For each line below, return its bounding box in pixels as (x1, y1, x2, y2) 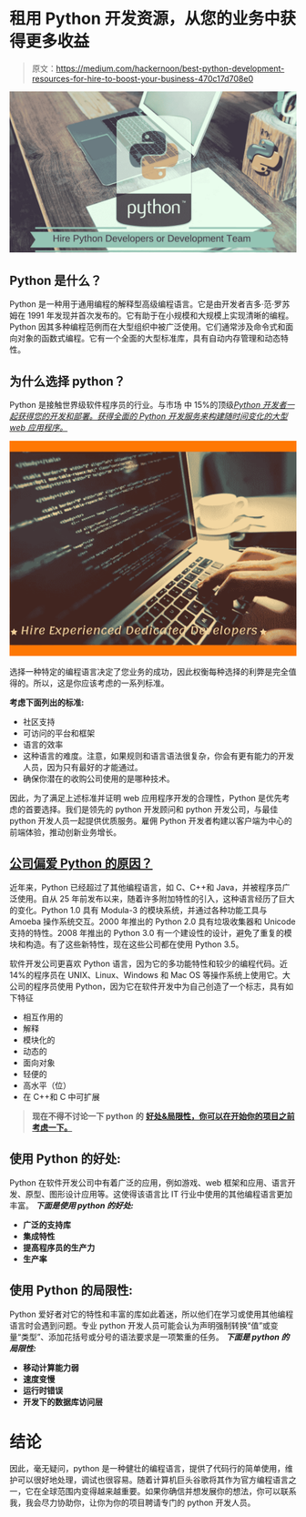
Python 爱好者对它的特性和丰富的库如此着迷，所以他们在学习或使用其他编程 (9, 1308, 294, 1319)
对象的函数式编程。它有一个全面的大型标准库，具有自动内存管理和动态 (16, 333, 280, 344)
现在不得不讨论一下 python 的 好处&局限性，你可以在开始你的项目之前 (31, 1110, 295, 1121)
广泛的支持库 (22, 1219, 71, 1230)
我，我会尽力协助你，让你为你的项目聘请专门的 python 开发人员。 (9, 1497, 256, 1508)
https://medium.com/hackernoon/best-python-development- (56, 63, 285, 74)
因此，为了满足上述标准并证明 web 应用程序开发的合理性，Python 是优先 (9, 793, 282, 804)
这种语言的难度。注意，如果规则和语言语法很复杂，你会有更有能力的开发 (22, 750, 294, 761)
